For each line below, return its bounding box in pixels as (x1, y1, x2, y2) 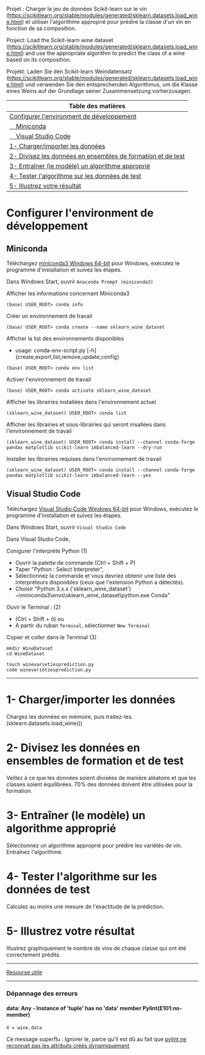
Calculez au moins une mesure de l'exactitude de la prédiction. (6, 903, 165, 910)
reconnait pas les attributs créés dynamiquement (6, 1042, 130, 1049)
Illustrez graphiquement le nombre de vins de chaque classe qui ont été (6, 944, 187, 952)
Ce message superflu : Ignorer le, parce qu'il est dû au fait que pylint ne (6, 1035, 187, 1043)
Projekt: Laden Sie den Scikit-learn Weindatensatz (6, 68, 132, 75)
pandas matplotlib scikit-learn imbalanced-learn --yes (6, 472, 151, 479)
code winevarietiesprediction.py (6, 666, 92, 673)
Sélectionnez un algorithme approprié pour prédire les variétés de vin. (6, 842, 182, 849)
